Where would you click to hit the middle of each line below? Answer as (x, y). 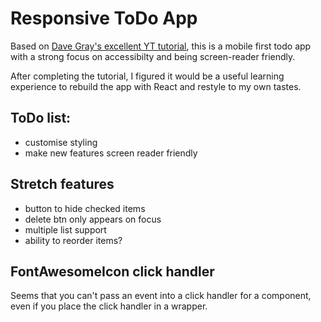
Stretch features (62, 184)
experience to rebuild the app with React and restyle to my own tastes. (156, 86)
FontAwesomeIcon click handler (112, 271)
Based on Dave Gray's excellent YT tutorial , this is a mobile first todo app (161, 46)
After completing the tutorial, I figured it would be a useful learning (147, 76)
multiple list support (65, 229)
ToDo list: (41, 118)
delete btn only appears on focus (93, 219)
